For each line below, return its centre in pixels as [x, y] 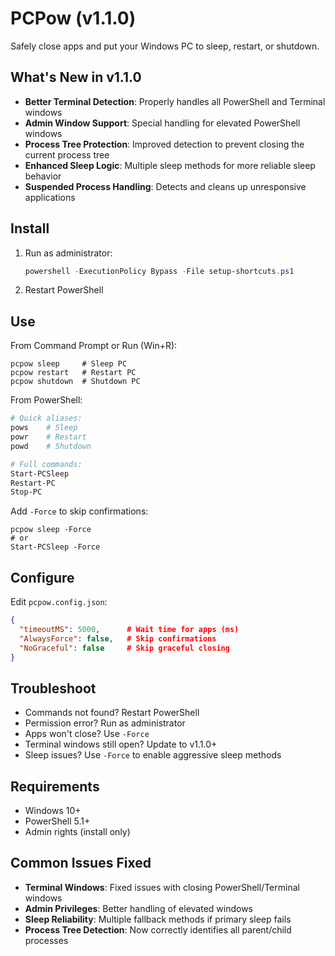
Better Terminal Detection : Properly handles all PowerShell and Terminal [175, 101]
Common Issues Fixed [81, 863]
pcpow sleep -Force [51, 530]
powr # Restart [48, 437]
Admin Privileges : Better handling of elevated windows [139, 908]
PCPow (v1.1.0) [73, 18]
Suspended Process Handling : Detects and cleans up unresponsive [165, 186]
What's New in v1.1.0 [76, 77]
